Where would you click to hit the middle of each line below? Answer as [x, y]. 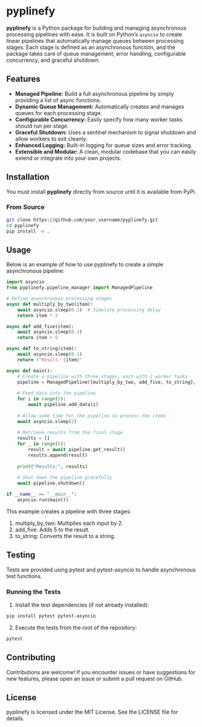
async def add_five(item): [40, 326]
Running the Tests [34, 591]
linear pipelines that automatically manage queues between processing [95, 41]
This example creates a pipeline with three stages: [69, 511]
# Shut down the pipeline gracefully [65, 478]
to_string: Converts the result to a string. [65, 536]
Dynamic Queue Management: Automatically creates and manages [99, 107]
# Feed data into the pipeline [57, 393]
